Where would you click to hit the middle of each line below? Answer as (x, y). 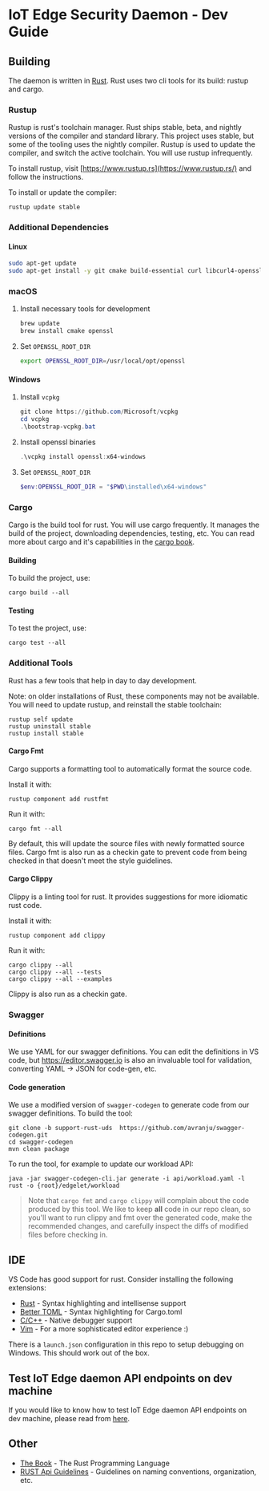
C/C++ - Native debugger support (76, 1320)
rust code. (25, 906)
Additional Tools (41, 663)
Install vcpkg (40, 397)
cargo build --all (39, 593)
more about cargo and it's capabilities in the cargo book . (101, 541)
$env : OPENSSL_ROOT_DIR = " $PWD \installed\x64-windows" (113, 487)
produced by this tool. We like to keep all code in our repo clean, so (139, 1209)
